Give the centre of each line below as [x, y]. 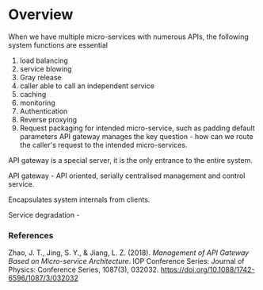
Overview [41, 15]
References [31, 235]
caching [33, 94]
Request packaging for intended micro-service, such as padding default [137, 128]
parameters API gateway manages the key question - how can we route [136, 136]
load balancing [44, 60]
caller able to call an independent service [87, 86]
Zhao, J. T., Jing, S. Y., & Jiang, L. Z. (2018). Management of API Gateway [129, 253]
